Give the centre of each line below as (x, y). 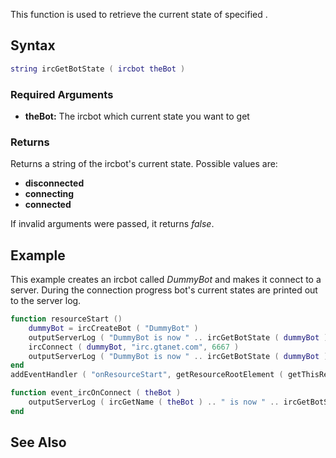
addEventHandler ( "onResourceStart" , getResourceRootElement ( (147, 375)
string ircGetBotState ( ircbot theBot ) (98, 69)
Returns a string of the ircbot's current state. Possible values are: (144, 164)
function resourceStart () (66, 319)
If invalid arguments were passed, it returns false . (112, 224)
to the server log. (46, 301)
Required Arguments (62, 94)
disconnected (54, 183)
